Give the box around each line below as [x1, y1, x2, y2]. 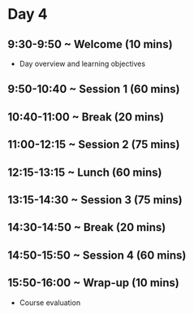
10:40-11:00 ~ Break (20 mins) [7, 110, 164, 124]
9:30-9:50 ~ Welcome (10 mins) [7, 37, 173, 51]
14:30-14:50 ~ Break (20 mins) [7, 220, 166, 234]
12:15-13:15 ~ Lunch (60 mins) [7, 165, 162, 179]
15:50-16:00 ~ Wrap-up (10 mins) [7, 276, 179, 290]
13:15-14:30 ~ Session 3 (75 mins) [7, 193, 183, 207]
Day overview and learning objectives [19, 59, 146, 68]
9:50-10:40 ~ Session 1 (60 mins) [7, 82, 180, 96]
